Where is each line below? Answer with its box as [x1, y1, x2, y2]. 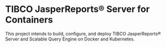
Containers [5, 14, 53, 25]
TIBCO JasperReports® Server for [5, 3, 150, 15]
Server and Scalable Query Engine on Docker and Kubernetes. [5, 36, 135, 42]
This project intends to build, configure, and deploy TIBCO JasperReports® [5, 30, 161, 36]
